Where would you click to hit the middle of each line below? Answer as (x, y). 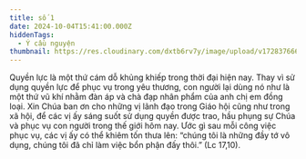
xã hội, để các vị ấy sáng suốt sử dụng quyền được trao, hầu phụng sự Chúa (153, 116)
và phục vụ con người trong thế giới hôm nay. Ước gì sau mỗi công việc (143, 126)
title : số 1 (32, 18)
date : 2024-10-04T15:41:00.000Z (71, 26)
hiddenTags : (32, 35)
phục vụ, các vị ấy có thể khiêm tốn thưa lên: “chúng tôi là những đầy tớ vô (150, 135)
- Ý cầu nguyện (46, 43)
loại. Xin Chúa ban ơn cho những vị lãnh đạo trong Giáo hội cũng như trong (150, 106)
